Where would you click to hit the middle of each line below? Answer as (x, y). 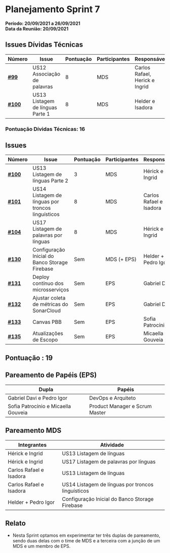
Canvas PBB (47, 322)
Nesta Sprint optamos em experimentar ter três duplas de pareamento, (86, 535)
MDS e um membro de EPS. (41, 546)
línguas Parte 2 (50, 181)
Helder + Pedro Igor (31, 502)
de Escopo (45, 340)
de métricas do (50, 304)
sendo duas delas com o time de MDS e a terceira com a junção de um (86, 541)
